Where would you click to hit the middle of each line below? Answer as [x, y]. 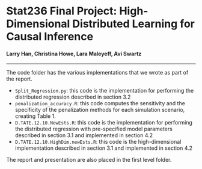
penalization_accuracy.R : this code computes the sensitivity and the [100, 103]
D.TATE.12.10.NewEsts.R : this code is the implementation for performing [103, 123]
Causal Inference [50, 37]
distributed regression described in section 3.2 [73, 97]
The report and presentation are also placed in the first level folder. [89, 160]
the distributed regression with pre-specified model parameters [93, 129]
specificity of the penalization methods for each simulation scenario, [100, 110]
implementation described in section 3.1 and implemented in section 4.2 [104, 148]
